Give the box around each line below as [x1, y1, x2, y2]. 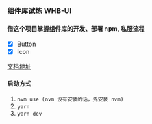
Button [16, 40, 36, 49]
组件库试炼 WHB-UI [7, 5, 72, 15]
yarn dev [16, 111, 42, 118]
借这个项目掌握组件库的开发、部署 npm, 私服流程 [7, 24, 145, 32]
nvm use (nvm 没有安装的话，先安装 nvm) [16, 96, 124, 103]
